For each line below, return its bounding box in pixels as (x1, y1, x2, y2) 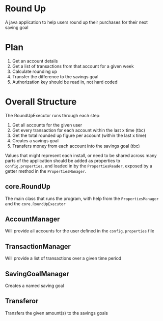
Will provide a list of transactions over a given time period (5, 256, 122, 261)
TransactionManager (5, 242, 71, 251)
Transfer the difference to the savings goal (12, 73, 99, 79)
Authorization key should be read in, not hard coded (12, 79, 118, 85)
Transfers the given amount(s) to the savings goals (5, 310, 108, 316)
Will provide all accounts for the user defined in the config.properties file (5, 228, 155, 234)
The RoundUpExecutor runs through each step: (5, 112, 101, 118)
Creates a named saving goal (5, 283, 64, 289)
